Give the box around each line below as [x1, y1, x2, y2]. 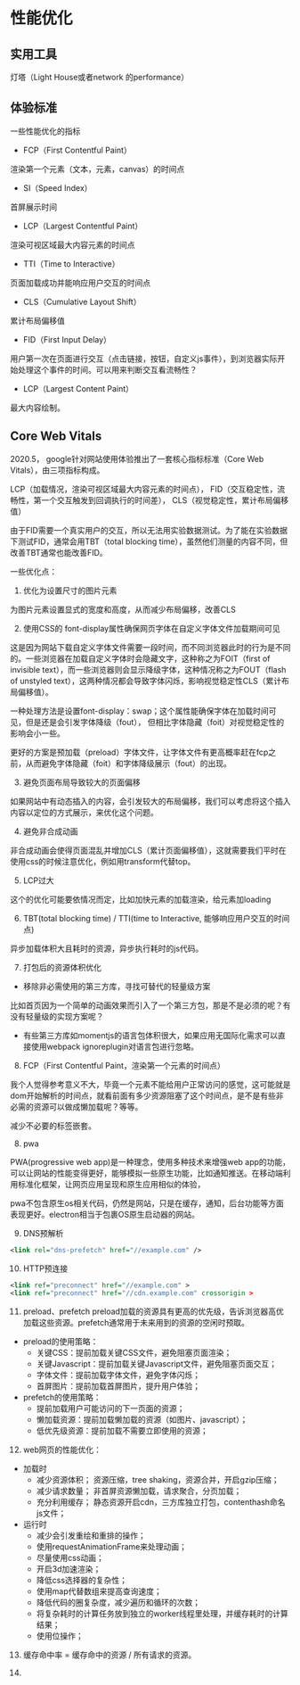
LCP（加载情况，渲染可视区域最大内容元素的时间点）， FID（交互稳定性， [10, 483, 278, 494]
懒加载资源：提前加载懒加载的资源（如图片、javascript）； [36, 1415, 248, 1425]
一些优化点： [10, 566, 57, 576]
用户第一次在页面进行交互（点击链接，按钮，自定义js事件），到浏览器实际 [10, 353, 278, 364]
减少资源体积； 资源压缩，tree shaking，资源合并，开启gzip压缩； [36, 1474, 280, 1485]
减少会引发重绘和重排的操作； [36, 1531, 146, 1541]
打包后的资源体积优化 [22, 962, 101, 972]
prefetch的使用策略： [22, 1392, 101, 1403]
